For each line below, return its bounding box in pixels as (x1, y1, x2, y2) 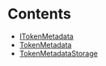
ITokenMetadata (19, 31, 74, 41)
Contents (7, 5, 72, 23)
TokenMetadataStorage (19, 48, 98, 58)
